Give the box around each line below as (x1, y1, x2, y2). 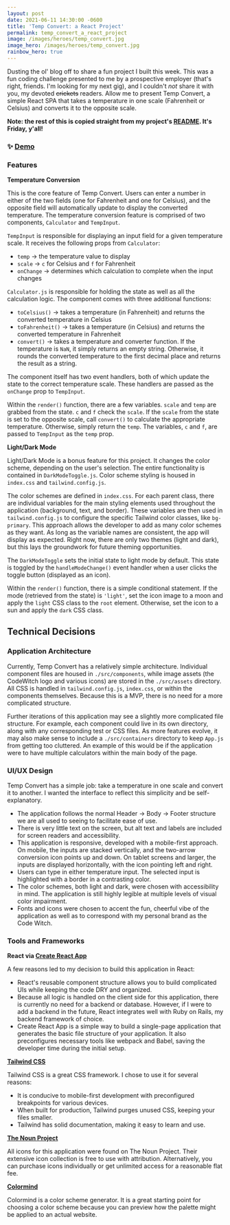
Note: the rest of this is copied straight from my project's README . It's (7, 117, 212, 125)
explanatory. (7, 796, 43, 805)
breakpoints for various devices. (16, 1098, 108, 1107)
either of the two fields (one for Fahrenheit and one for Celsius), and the (7, 197, 211, 205)
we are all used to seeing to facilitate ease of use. (16, 816, 158, 825)
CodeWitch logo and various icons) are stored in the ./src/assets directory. (7, 677, 222, 685)
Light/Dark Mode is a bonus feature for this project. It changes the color (7, 457, 211, 465)
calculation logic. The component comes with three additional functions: (7, 295, 211, 303)
